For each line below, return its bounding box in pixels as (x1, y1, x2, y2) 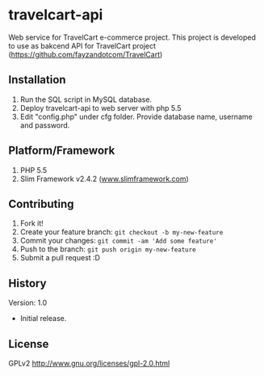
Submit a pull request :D (19, 253, 101, 263)
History (8, 277, 47, 290)
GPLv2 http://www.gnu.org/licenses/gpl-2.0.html (8, 358, 170, 368)
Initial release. (19, 314, 67, 323)
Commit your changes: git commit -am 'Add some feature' (19, 236, 218, 246)
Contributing (8, 196, 74, 211)
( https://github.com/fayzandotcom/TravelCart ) (8, 49, 163, 59)
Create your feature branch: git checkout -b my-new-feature (19, 227, 224, 237)
